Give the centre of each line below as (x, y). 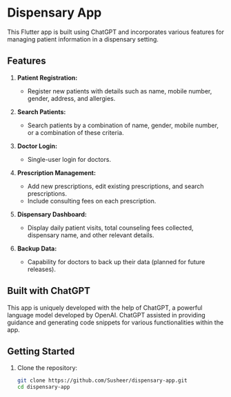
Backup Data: (37, 248)
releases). (42, 269)
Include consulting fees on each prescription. (92, 201)
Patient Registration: (47, 77)
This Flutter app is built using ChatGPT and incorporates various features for (115, 32)
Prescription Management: (57, 173)
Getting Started (41, 351)
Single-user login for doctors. (69, 159)
